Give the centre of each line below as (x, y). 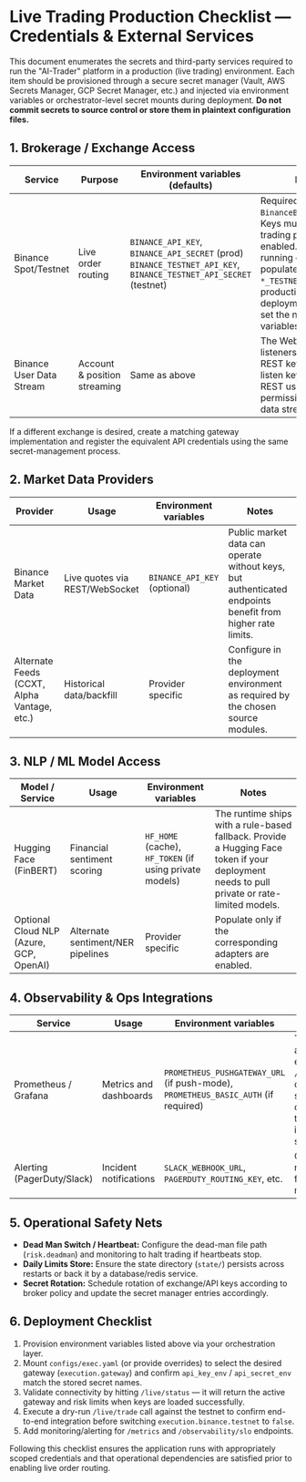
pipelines (89, 954)
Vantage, (33, 706)
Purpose (99, 180)
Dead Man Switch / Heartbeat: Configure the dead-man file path (145, 1245)
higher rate (252, 623)
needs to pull (242, 882)
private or (235, 893)
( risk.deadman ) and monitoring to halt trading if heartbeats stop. (142, 1254)
